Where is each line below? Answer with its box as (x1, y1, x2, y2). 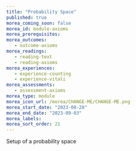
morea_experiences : (6, 65, 55, 71)
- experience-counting (14, 71, 71, 77)
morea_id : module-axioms (6, 25, 69, 32)
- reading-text (14, 54, 52, 60)
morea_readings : (6, 48, 47, 54)
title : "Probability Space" (6, 8, 77, 15)
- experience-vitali (14, 76, 66, 82)
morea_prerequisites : (6, 31, 61, 37)
